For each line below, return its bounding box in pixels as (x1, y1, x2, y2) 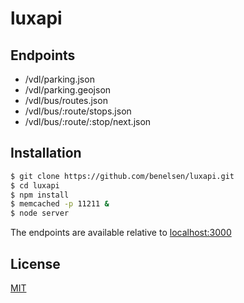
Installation (10, 145, 82, 162)
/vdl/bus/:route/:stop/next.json (24, 116, 152, 127)
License (10, 255, 61, 272)
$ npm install (10, 190, 70, 200)
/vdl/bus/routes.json (24, 95, 108, 106)
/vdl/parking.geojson (24, 84, 112, 96)
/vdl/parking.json (24, 73, 95, 85)
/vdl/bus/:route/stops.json (24, 105, 132, 117)
